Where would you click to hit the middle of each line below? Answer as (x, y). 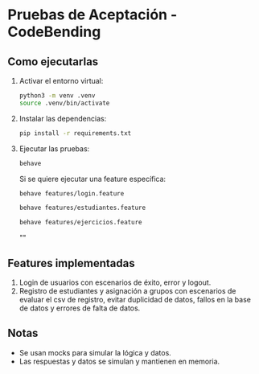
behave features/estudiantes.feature (82, 208)
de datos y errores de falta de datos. (80, 308)
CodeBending (54, 32)
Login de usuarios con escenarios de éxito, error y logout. (115, 282)
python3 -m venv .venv (57, 96)
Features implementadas (71, 263)
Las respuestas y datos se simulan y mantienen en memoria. (119, 361)
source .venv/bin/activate (64, 103)
